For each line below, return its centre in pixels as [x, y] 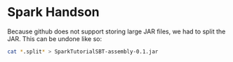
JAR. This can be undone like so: [55, 38]
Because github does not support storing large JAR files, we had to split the [116, 31]
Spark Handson [53, 12]
